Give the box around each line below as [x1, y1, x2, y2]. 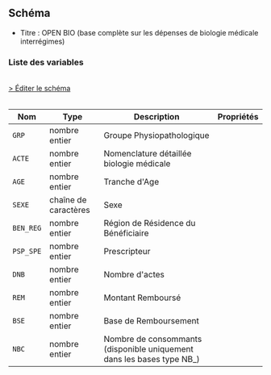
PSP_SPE [12, 247, 42, 256]
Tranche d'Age [103, 177, 160, 188]
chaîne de [49, 194, 87, 206]
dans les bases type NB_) [103, 354, 200, 365]
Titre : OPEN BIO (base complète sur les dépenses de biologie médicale [19, 27, 259, 37]
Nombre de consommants [103, 334, 202, 345]
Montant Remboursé [103, 292, 181, 303]
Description [133, 111, 180, 123]
